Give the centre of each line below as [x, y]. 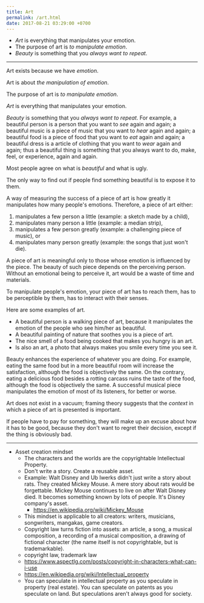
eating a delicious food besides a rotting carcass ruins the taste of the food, [101, 379]
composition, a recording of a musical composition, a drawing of [105, 536]
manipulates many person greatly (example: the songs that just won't [101, 242]
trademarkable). [44, 549]
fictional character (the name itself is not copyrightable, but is [101, 542]
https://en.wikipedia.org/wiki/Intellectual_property [87, 574]
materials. [19, 280]
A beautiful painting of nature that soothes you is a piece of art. [94, 335]
